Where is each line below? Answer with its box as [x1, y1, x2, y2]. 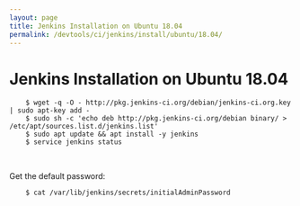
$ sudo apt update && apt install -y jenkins [25, 130, 199, 139]
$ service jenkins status [25, 138, 123, 147]
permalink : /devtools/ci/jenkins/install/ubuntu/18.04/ [9, 30, 223, 39]
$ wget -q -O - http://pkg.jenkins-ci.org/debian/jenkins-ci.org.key [25, 98, 292, 108]
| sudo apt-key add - [9, 106, 91, 115]
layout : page [9, 13, 58, 22]
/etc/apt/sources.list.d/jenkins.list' [9, 122, 159, 131]
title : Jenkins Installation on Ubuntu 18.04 [9, 22, 182, 31]
